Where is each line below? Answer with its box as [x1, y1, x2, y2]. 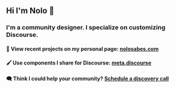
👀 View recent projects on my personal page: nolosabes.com [6, 45, 159, 52]
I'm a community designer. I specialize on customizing [6, 23, 166, 32]
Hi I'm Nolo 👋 [6, 6, 54, 16]
